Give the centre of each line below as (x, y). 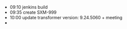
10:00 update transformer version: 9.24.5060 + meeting (66, 17)
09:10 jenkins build (29, 7)
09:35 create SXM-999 (33, 12)
